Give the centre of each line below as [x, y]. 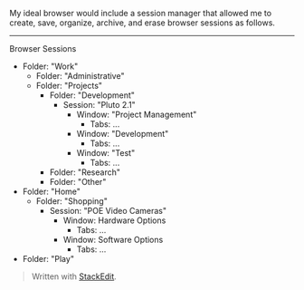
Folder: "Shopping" [72, 201]
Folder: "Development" [92, 95]
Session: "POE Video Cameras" [108, 211]
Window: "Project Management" [137, 114]
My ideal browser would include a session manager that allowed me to [141, 13]
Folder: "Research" [85, 172]
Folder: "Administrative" [80, 76]
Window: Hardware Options [114, 220]
